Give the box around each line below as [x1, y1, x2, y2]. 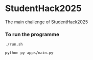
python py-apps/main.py [5, 50, 54, 56]
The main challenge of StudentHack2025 [5, 19, 88, 25]
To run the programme [5, 31, 60, 38]
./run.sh [5, 42, 23, 47]
